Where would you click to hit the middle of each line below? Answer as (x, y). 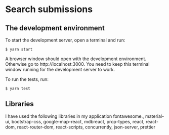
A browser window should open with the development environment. (76, 59)
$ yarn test (18, 88)
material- (155, 116)
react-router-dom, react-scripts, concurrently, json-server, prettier (86, 127)
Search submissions (49, 9)
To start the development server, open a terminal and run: (65, 40)
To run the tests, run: (27, 79)
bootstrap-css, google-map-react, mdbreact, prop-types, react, (78, 121)
